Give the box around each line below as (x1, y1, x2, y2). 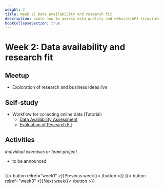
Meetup (5, 71, 29, 79)
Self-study (5, 98, 39, 107)
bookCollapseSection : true (5, 20, 60, 26)
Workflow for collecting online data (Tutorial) (12, 112, 102, 117)
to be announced (12, 158, 47, 164)
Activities (5, 136, 35, 144)
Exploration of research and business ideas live (12, 84, 107, 90)
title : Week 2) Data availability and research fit (5, 12, 112, 17)
